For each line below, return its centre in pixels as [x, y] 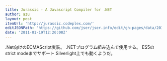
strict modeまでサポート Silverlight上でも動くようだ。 [60, 53]
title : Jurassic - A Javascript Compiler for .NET [59, 10]
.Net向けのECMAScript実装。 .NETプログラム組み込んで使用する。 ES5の [80, 47]
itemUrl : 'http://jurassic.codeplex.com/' [50, 23]
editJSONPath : [20, 28]
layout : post [19, 19]
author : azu [17, 14]
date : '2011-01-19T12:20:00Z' [37, 32]
